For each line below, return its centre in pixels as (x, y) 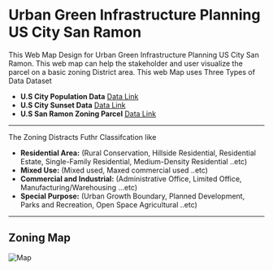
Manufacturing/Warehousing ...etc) (79, 187)
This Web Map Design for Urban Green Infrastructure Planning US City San (134, 54)
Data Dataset (30, 81)
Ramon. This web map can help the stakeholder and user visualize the (126, 63)
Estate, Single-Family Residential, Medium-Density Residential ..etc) (134, 161)
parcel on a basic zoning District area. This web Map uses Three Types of (132, 72)
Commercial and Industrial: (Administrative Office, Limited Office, (131, 179)
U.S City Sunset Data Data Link (73, 105)
